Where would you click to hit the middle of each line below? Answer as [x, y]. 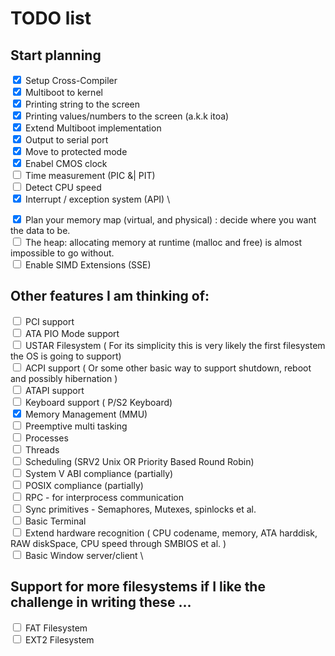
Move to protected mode [76, 151]
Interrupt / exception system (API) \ [97, 199]
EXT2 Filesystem [59, 639]
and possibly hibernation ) [64, 378]
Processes [46, 438]
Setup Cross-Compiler [71, 80]
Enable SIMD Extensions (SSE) [88, 265]
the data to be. [40, 230]
